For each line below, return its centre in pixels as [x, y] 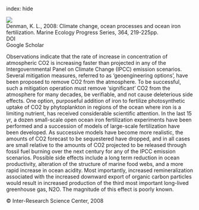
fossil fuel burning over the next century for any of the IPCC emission [91, 151]
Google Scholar [25, 45]
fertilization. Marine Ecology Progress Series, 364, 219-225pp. [82, 32]
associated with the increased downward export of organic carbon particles [99, 177]
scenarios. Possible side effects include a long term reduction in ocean [93, 158]
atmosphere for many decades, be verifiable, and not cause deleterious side [99, 94]
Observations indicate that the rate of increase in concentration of [87, 57]
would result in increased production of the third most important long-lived [97, 183]
